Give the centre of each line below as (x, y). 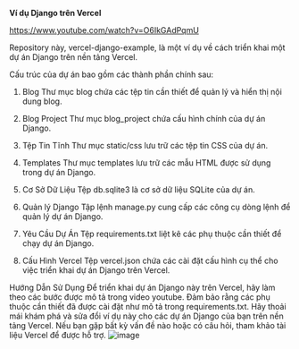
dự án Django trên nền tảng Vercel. (74, 57)
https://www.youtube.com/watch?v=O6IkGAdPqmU (104, 30)
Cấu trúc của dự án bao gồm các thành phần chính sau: (112, 74)
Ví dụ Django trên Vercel (55, 13)
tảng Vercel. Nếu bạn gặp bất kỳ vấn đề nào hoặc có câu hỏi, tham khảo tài (148, 325)
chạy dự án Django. (58, 243)
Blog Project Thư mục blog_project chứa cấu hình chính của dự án (144, 119)
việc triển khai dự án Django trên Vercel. (96, 270)
